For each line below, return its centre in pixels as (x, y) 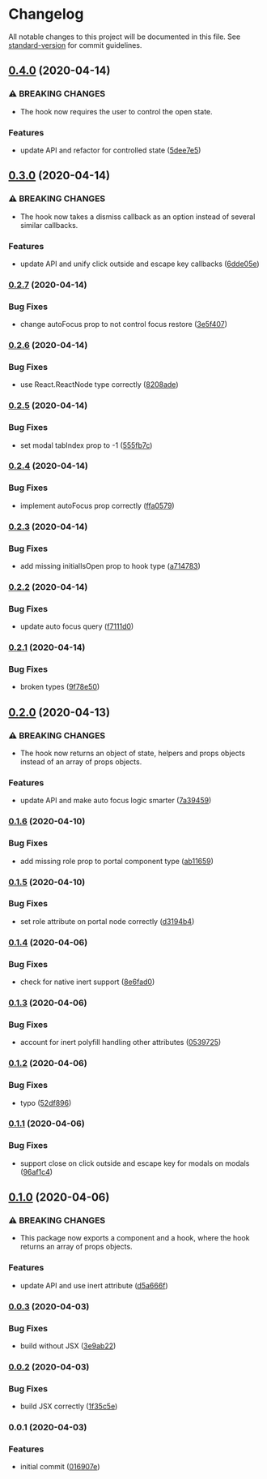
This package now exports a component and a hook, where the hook (135, 1238)
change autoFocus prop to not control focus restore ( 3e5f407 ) (124, 325)
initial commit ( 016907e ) (60, 1467)
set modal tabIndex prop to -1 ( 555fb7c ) (86, 445)
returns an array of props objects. (76, 1247)
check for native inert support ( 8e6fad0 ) (87, 982)
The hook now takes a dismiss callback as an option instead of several (138, 217)
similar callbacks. (49, 225)
